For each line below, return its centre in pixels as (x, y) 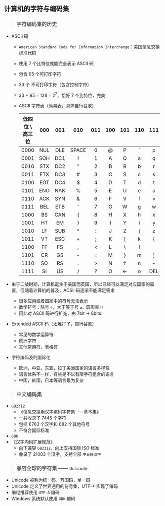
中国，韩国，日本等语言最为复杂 (51, 380)
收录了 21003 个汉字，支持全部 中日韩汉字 (60, 454)
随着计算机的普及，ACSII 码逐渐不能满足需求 (70, 290)
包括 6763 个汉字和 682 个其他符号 (54, 424)
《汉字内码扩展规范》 (33, 441)
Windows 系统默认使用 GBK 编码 (43, 499)
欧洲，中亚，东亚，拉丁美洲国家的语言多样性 (64, 368)
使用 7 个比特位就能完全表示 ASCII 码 (56, 63)
